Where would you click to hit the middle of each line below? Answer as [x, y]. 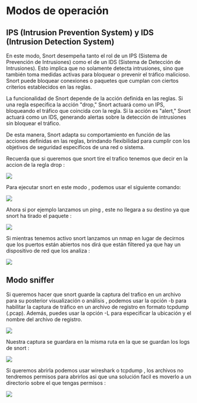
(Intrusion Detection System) [60, 41]
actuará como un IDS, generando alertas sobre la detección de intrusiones [96, 117]
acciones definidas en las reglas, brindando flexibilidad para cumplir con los [98, 141]
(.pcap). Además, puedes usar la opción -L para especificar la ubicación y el [99, 313]
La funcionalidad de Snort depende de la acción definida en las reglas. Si [95, 98]
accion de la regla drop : [36, 165]
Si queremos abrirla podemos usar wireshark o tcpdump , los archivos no [95, 370]
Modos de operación [57, 11]
